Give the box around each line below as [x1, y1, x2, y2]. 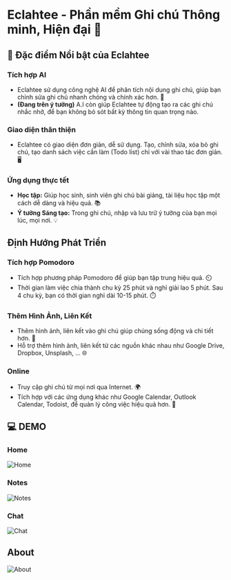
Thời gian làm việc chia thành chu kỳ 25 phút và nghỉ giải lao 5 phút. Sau [17, 283, 223, 292]
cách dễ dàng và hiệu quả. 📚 [17, 199, 101, 207]
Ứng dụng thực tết [7, 176, 70, 185]
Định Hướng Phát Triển [7, 236, 107, 248]
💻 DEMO [7, 421, 47, 433]
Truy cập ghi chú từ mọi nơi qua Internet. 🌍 [17, 382, 141, 391]
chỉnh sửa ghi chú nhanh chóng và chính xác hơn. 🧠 [17, 93, 165, 101]
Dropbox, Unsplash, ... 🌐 [17, 349, 88, 357]
